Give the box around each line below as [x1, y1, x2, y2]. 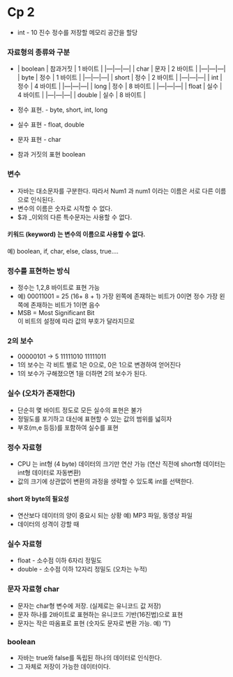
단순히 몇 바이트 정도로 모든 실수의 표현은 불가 [17, 406, 142, 414]
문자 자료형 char [7, 584, 59, 594]
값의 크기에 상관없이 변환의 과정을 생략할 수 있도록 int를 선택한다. [17, 476, 194, 486]
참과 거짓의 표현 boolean [17, 150, 86, 159]
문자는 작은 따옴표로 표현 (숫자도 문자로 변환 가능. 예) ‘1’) [17, 619, 171, 627]
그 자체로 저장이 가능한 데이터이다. [17, 662, 111, 671]
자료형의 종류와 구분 [7, 47, 70, 57]
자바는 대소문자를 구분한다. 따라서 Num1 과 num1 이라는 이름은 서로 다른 [17, 187, 214, 195]
